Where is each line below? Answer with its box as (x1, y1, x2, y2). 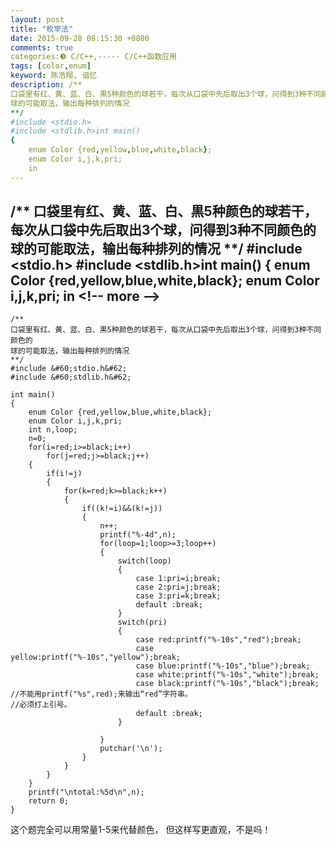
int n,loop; (28, 425, 78, 435)
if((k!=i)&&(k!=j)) (81, 504, 163, 514)
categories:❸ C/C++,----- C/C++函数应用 (10, 52, 177, 62)
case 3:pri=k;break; (135, 591, 222, 601)
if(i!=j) (46, 469, 83, 479)
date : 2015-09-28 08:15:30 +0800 (10, 33, 150, 43)
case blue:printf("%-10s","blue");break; (135, 661, 311, 671)
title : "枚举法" (10, 24, 74, 34)
